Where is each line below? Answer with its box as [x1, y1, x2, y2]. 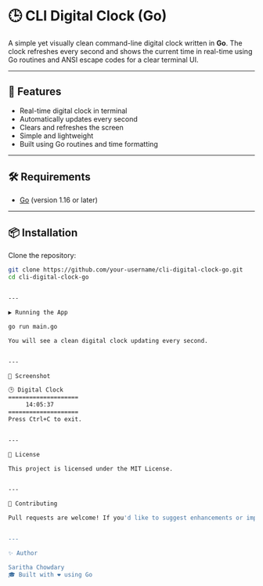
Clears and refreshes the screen [19, 122, 124, 132]
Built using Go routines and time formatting [19, 139, 158, 148]
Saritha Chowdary [8, 563, 65, 571]
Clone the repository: [8, 251, 77, 260]
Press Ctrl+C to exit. [8, 415, 82, 423]
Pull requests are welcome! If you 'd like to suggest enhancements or [8, 514, 243, 522]
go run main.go [8, 322, 58, 330]
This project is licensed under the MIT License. [8, 464, 174, 472]
